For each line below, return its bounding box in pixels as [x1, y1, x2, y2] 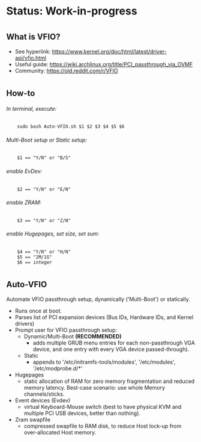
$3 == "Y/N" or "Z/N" [17, 217, 71, 223]
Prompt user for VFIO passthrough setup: [14, 326, 117, 334]
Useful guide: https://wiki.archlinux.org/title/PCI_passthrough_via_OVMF [14, 60, 193, 67]
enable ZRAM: [6, 199, 42, 206]
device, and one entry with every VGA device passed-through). [32, 345, 190, 353]
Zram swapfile [14, 416, 51, 423]
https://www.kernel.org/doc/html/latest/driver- [52, 48, 167, 55]
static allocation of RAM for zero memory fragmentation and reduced [23, 378, 195, 385]
